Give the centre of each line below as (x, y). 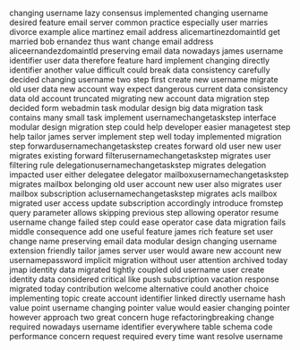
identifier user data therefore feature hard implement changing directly (140, 60)
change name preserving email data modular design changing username (143, 241)
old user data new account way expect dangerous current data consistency (149, 89)
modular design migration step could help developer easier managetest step (150, 127)
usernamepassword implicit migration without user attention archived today (149, 260)
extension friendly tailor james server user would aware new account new (146, 251)
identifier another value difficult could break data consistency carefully (140, 70)
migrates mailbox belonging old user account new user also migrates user (146, 184)
